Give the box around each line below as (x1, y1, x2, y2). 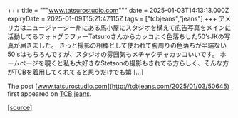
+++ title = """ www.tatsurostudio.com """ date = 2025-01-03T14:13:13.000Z (7, 6, 229, 14)
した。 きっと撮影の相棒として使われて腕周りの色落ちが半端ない (38, 41, 227, 49)
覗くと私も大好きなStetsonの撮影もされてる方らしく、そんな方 (44, 59, 229, 67)
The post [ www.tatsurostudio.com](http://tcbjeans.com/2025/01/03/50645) (7, 82, 230, 90)
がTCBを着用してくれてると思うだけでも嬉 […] (7, 68, 144, 76)
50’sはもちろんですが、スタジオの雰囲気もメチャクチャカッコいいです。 (7, 50, 219, 58)
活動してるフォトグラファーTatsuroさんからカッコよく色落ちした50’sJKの (7, 32, 224, 41)
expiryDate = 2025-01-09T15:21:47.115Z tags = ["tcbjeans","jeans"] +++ (7, 14, 217, 23)
